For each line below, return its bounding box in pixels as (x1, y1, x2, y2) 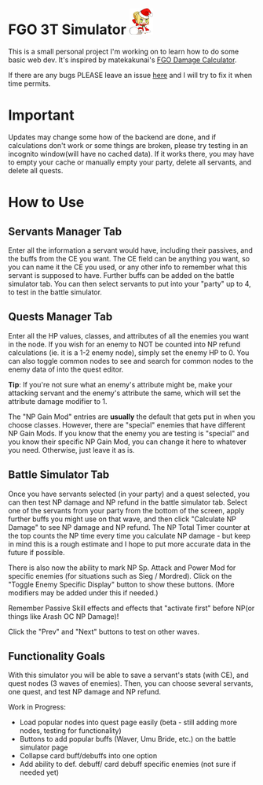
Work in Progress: (8, 702, 67, 712)
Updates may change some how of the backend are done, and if (8, 132, 217, 142)
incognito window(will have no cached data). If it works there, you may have (8, 150, 254, 158)
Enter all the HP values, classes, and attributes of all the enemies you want (8, 331, 250, 340)
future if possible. (8, 547, 65, 557)
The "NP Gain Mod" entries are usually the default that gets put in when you (8, 412, 256, 421)
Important (8, 106, 75, 124)
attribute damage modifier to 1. (8, 396, 108, 405)
